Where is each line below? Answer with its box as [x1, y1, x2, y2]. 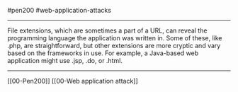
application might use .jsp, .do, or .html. [7, 57, 123, 64]
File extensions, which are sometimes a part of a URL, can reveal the [7, 26, 208, 35]
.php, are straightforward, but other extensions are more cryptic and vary [7, 42, 221, 50]
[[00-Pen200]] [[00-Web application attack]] [7, 77, 138, 85]
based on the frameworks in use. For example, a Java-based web [7, 49, 199, 57]
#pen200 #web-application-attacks [7, 6, 112, 14]
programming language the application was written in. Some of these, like [7, 34, 222, 42]
